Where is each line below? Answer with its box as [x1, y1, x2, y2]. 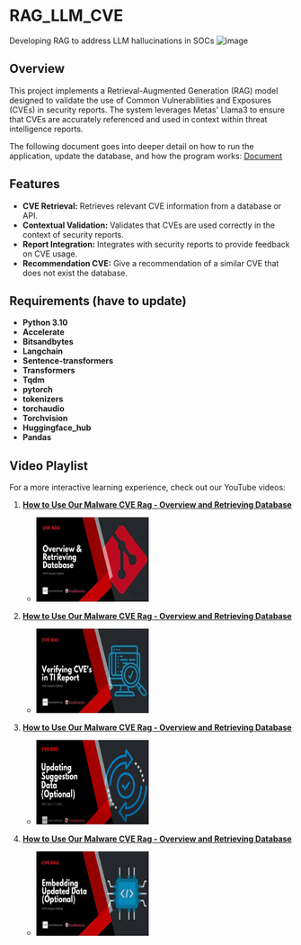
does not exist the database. [22, 267, 128, 278]
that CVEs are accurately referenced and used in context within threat [9, 113, 268, 124]
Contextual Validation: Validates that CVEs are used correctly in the [22, 220, 276, 230]
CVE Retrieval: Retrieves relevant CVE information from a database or [22, 200, 282, 211]
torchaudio [22, 403, 65, 414]
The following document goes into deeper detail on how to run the [9, 140, 254, 151]
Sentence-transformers [22, 355, 114, 366]
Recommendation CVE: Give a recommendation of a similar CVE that [22, 257, 279, 268]
